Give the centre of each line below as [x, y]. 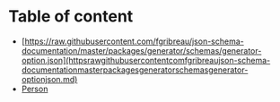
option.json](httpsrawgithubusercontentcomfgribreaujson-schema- [146, 60]
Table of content [71, 17]
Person [35, 89]
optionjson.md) [49, 79]
